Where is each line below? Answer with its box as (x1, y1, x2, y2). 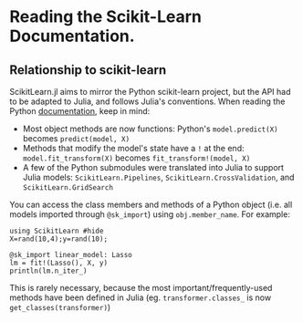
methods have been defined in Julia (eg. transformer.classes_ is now (9, 292, 272, 303)
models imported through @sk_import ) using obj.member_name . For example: (9, 209, 290, 220)
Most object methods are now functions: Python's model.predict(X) (22, 123, 278, 134)
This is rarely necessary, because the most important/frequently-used (9, 283, 273, 293)
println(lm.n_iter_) (9, 266, 89, 275)
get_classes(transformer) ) (9, 302, 111, 312)
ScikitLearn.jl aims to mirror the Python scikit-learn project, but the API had (9, 87, 291, 97)
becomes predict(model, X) (22, 133, 131, 143)
